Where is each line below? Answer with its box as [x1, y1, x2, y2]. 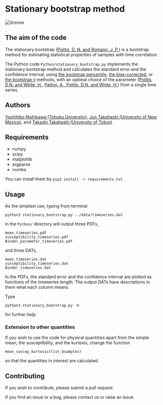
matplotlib [12, 157, 33, 162]
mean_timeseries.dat [5, 257, 47, 262]
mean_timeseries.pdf [5, 230, 47, 235]
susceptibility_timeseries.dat [5, 261, 69, 266]
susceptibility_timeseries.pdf [5, 235, 69, 240]
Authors [5, 101, 31, 109]
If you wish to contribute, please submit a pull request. [5, 385, 114, 391]
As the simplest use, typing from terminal [5, 203, 88, 209]
